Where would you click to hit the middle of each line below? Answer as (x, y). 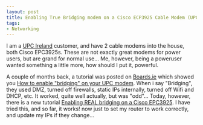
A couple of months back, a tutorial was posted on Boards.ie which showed (100, 77)
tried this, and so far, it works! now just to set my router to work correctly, (98, 109)
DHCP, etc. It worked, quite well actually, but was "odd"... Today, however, (98, 96)
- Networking (23, 29)
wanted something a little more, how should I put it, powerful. (82, 65)
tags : (13, 23)
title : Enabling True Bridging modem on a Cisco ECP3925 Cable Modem (96, 18)
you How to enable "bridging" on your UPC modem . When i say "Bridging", (99, 83)
